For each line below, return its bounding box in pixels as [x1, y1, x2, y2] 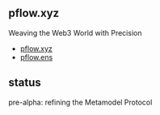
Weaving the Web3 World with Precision [8, 28, 142, 37]
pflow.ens [19, 52, 53, 62]
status [8, 76, 42, 90]
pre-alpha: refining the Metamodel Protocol [8, 97, 153, 107]
